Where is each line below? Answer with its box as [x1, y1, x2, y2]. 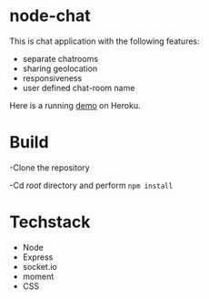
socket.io [22, 261, 57, 272]
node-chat [9, 5, 91, 26]
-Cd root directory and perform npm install [9, 180, 174, 191]
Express [22, 252, 54, 263]
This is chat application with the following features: [9, 36, 200, 46]
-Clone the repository [9, 161, 90, 173]
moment [22, 271, 55, 282]
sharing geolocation [22, 63, 98, 74]
